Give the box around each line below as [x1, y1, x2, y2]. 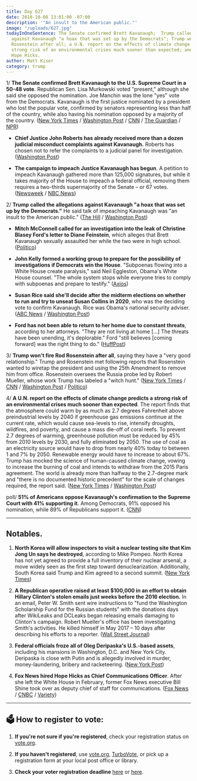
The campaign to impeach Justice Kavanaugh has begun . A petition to [14, 165, 189, 172]
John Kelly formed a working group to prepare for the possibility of [14, 255, 181, 262]
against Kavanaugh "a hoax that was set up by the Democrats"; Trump [11, 36, 185, 42]
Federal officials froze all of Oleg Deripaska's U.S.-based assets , [14, 642, 175, 649]
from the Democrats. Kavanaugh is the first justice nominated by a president [6, 98, 191, 105]
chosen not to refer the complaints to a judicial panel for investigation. [14, 147, 184, 154]
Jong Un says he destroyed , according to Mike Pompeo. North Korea [14, 551, 183, 558]
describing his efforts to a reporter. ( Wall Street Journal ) [14, 631, 150, 638]
